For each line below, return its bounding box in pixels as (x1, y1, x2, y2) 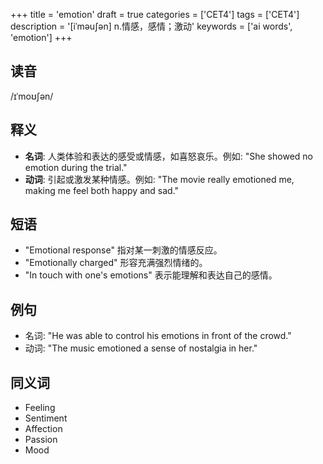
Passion (24, 434, 58, 446)
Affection (24, 423, 63, 435)
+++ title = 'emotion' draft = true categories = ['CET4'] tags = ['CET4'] (10, 9, 300, 20)
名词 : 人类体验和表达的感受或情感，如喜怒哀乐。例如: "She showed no (24, 150, 313, 162)
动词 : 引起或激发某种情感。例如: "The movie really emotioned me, (24, 173, 295, 185)
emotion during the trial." (24, 161, 128, 173)
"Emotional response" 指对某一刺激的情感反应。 (24, 244, 223, 256)
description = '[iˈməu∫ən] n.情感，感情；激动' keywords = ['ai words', (10, 20, 293, 32)
